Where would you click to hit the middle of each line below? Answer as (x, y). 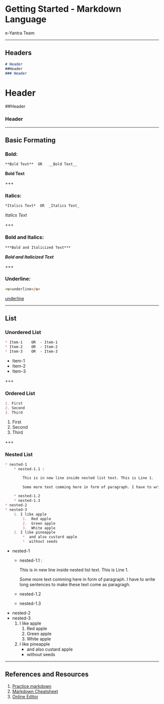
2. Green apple (39, 523)
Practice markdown (32, 686)
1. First (14, 404)
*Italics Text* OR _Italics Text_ (42, 206)
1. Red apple (37, 519)
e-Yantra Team (20, 33)
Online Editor (25, 696)
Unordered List (23, 332)
